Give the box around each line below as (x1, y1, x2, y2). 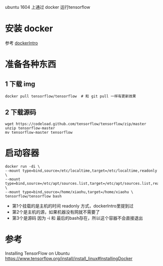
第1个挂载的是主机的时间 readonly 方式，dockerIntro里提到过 (12, 203, 134, 209)
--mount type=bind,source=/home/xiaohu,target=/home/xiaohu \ (5, 189, 133, 195)
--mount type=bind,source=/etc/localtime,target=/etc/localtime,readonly (5, 168, 158, 173)
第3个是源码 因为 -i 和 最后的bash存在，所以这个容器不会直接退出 (12, 215, 143, 221)
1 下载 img (5, 80, 35, 88)
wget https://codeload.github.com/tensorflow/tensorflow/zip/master (5, 121, 147, 126)
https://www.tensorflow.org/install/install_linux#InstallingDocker (5, 255, 132, 261)
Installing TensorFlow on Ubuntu (5, 250, 70, 256)
